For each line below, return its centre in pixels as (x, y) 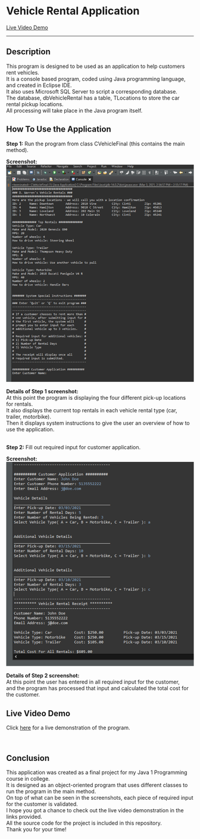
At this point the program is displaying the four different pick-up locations (96, 397)
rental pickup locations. (35, 104)
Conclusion (28, 758)
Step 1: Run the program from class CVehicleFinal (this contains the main (96, 144)
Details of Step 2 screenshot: (43, 676)
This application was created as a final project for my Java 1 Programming (97, 772)
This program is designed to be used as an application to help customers (96, 66)
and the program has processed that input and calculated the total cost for (97, 688)
